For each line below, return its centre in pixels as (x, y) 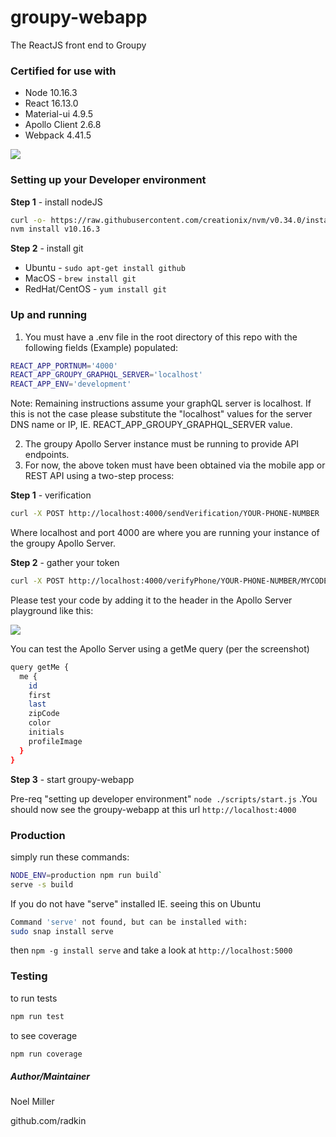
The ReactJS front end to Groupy (78, 45)
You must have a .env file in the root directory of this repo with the (161, 337)
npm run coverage (46, 1054)
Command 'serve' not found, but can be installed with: (129, 922)
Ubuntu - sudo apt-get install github (105, 268)
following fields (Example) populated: (101, 347)
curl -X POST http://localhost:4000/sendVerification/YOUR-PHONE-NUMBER (165, 514)
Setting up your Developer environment (108, 180)
